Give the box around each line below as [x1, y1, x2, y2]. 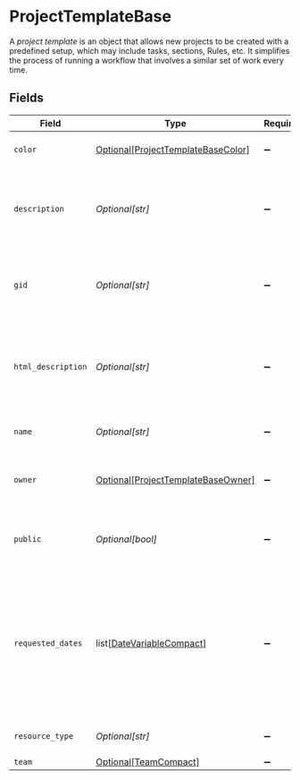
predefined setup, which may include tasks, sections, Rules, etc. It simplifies [9, 45, 290, 56]
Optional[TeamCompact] [95, 755, 200, 767]
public [13, 534, 42, 544]
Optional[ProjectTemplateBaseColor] [95, 143, 250, 156]
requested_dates [13, 638, 83, 648]
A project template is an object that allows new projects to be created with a [9, 36, 289, 47]
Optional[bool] [95, 533, 158, 545]
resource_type [13, 731, 74, 741]
